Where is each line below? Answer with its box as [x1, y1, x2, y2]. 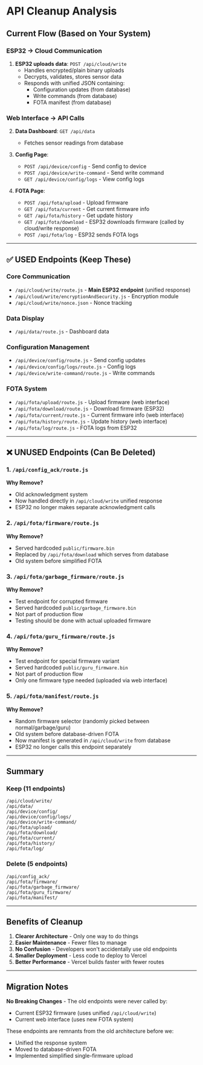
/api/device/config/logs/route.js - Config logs [14, 363, 136, 370]
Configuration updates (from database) [33, 86, 131, 93]
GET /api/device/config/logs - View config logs [24, 175, 145, 183]
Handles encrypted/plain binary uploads [24, 67, 124, 74]
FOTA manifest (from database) [33, 99, 112, 106]
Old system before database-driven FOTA [14, 730, 119, 737]
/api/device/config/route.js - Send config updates [14, 357, 146, 364]
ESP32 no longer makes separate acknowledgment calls [14, 504, 156, 511]
